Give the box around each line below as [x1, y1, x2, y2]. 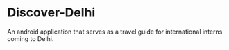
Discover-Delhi [7, 5, 96, 21]
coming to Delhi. [7, 34, 54, 42]
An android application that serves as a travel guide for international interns [7, 27, 223, 36]
